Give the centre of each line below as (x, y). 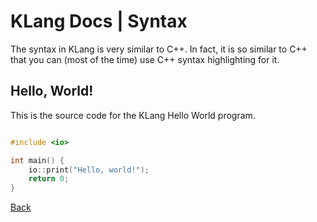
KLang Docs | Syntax (99, 21)
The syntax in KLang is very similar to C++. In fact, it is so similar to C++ (159, 49)
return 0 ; (49, 179)
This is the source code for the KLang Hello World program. (133, 115)
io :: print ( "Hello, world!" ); (89, 170)
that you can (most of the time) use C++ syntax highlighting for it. (145, 59)
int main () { (37, 160)
